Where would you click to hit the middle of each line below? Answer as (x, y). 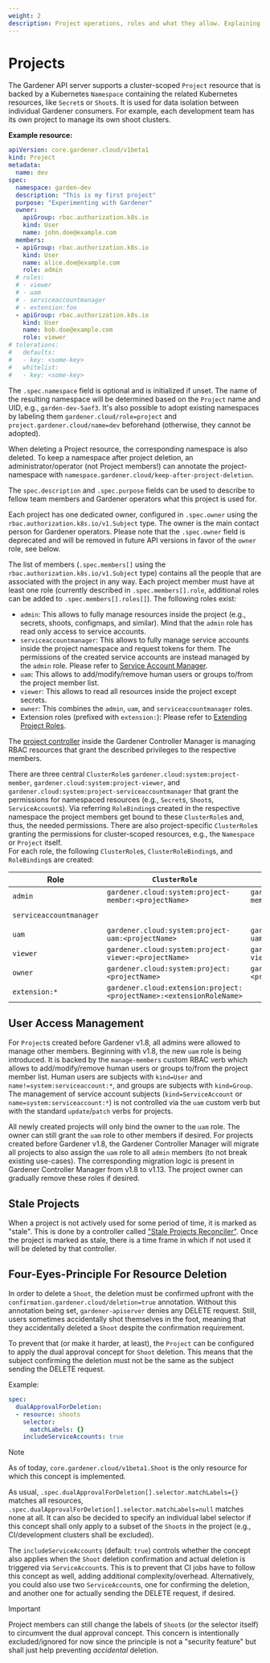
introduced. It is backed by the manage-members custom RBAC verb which (128, 1060)
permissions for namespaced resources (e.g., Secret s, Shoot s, (111, 800)
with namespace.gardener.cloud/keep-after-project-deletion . (151, 474)
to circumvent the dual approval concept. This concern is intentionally (124, 1633)
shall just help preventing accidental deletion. (84, 1650)
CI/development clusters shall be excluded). (81, 1535)
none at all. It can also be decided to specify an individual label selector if (130, 1518)
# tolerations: (34, 345)
